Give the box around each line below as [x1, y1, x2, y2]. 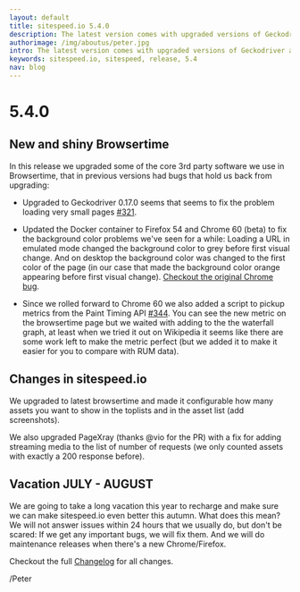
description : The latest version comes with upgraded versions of [9, 30, 262, 38]
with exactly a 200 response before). [9, 451, 146, 461]
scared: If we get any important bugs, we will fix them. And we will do [9, 529, 265, 539]
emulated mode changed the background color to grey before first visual [21, 242, 290, 253]
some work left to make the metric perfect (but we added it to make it [21, 336, 278, 347]
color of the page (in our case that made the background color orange [21, 261, 280, 273]
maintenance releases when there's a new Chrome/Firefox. [9, 538, 227, 549]
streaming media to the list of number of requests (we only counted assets [9, 441, 284, 452]
